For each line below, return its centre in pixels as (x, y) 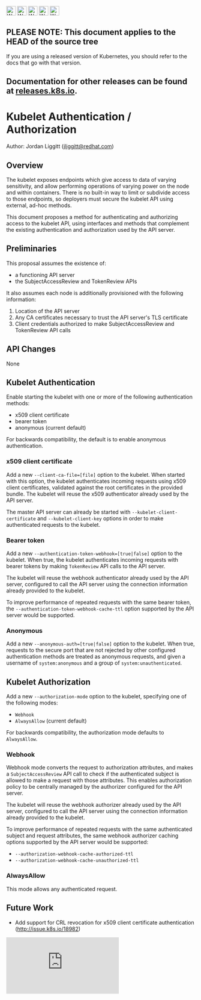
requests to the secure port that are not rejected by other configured (91, 650)
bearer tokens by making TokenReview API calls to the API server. (86, 566)
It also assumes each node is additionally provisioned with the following (95, 293)
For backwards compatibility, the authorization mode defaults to (85, 733)
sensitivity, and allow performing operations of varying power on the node (98, 186)
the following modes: (32, 703)
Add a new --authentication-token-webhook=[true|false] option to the (94, 553)
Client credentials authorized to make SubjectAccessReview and (94, 324)
